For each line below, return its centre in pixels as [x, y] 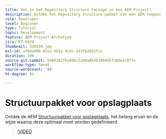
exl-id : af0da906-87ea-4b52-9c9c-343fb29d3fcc [54, 51]
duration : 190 [20, 56]
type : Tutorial [21, 28]
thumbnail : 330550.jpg [28, 46]
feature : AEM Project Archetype [38, 38]
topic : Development [25, 33]
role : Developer [22, 19]
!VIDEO [24, 131]
